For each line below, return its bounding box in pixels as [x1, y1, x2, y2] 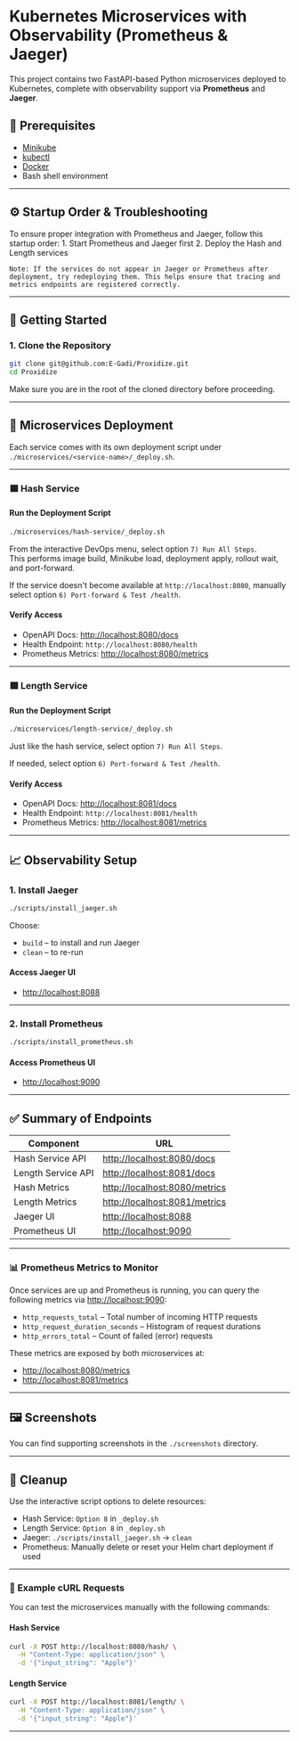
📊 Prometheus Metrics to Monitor [9, 1262, 159, 1274]
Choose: [9, 920, 40, 930]
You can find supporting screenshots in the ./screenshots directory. [9, 1438, 259, 1449]
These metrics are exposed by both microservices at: [9, 1348, 205, 1359]
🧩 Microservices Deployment [9, 418, 174, 433]
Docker [21, 160, 50, 171]
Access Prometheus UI [9, 1057, 96, 1067]
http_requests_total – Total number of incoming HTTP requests [21, 1312, 258, 1322]
